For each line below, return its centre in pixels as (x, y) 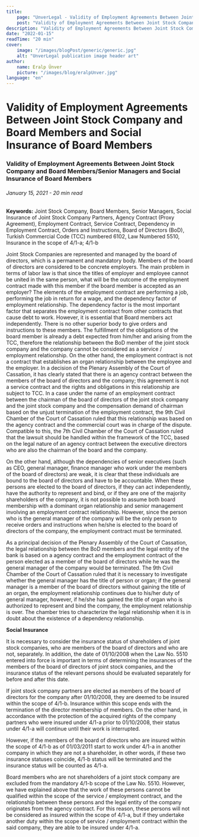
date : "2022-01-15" (30, 34)
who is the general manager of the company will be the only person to (92, 518)
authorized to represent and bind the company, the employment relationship (99, 606)
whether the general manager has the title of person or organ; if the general (99, 581)
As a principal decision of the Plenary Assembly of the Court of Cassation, (97, 543)
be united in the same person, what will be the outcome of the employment (98, 279)
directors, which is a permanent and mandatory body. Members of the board (99, 261)
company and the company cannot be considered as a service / (84, 349)
